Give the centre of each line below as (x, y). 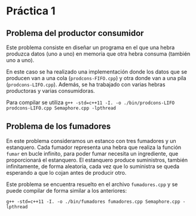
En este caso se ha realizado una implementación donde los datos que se (97, 72)
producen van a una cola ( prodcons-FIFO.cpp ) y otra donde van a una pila (96, 78)
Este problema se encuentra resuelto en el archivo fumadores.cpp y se (92, 184)
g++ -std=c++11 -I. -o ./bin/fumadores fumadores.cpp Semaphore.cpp (93, 202)
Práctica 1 (31, 11)
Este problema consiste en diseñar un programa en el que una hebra (91, 47)
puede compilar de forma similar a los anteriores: (67, 190)
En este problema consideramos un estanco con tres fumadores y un (91, 141)
